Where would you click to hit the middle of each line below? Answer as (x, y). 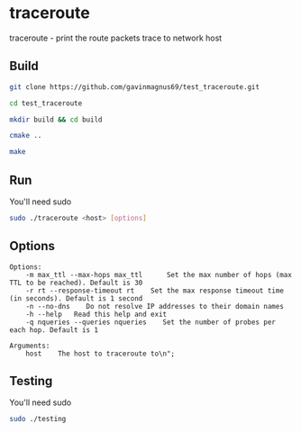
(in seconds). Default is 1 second (76, 298)
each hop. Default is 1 (54, 330)
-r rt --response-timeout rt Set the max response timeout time (155, 291)
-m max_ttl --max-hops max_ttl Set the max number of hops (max (159, 274)
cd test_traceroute (46, 103)
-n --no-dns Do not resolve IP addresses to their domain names (155, 306)
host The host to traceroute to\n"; (100, 354)
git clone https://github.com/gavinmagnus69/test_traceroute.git (134, 87)
